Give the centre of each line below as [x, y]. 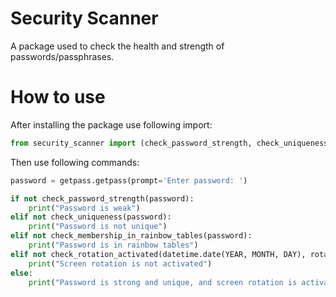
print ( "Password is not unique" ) [98, 227]
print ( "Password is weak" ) [84, 208]
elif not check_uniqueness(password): [91, 217]
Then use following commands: [75, 162]
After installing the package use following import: [111, 124]
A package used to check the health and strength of [117, 46]
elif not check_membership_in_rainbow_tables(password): [131, 236]
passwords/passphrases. [62, 56]
